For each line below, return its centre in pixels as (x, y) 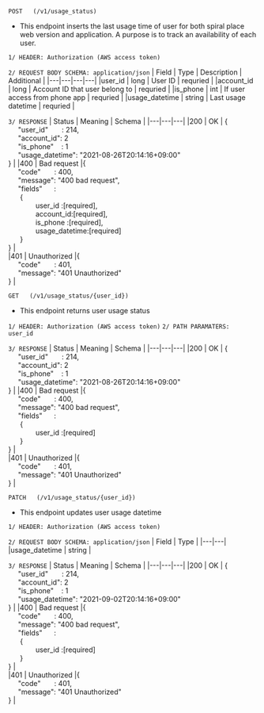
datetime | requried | (41, 106)
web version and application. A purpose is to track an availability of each (138, 34)
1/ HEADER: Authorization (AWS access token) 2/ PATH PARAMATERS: (119, 327)
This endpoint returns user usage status (85, 310)
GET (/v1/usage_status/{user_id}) (68, 296)
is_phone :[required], (69, 222)
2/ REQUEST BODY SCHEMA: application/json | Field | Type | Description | (125, 72)
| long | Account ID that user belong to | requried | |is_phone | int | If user (127, 89)
